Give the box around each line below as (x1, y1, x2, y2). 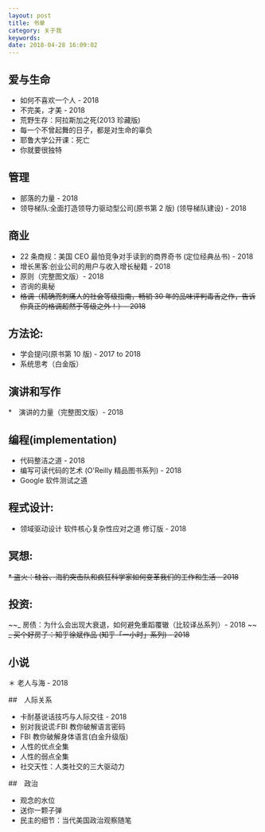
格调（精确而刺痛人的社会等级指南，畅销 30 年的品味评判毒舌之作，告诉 (19, 291, 256, 301)
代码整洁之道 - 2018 (19, 455, 85, 465)
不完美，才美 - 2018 (19, 105, 85, 115)
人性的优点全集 (19, 742, 69, 752)
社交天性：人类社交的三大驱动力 (19, 762, 125, 771)
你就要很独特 (19, 145, 62, 154)
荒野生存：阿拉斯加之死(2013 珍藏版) (19, 115, 141, 124)
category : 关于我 (8, 26, 62, 34)
